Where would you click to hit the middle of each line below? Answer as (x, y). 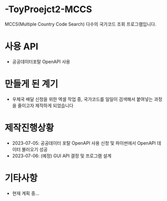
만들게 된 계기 (31, 84)
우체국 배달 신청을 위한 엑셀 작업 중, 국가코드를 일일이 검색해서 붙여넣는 (82, 99)
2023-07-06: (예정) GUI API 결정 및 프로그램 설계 (62, 156)
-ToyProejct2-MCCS (48, 9)
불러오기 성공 (35, 149)
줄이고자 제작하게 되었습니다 (45, 105)
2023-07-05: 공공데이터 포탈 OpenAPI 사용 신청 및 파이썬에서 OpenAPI (84, 143)
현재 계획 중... (26, 193)
